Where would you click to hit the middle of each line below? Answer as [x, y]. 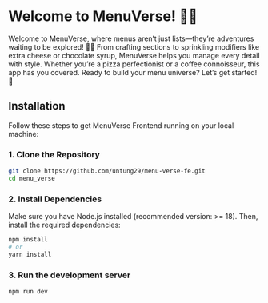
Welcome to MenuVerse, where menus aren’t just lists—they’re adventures [131, 38]
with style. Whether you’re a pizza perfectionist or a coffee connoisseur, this [134, 64]
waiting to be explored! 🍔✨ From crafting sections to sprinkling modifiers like [134, 46]
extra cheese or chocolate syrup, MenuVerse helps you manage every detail [134, 55]
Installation [37, 106]
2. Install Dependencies [55, 199]
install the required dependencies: [65, 225]
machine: [24, 134]
